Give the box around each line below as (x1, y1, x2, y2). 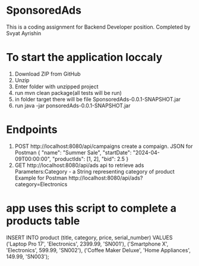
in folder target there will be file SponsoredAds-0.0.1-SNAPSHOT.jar (14, 95, 181, 103)
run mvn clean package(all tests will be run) (14, 89, 122, 96)
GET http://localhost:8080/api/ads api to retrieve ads (14, 162, 144, 169)
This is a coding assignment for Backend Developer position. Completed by (6, 23, 191, 30)
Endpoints (6, 123, 58, 137)
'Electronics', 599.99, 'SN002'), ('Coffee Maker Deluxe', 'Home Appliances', (6, 246, 191, 253)
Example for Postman (14, 174, 68, 181)
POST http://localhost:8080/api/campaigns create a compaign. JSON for (14, 143, 193, 150)
